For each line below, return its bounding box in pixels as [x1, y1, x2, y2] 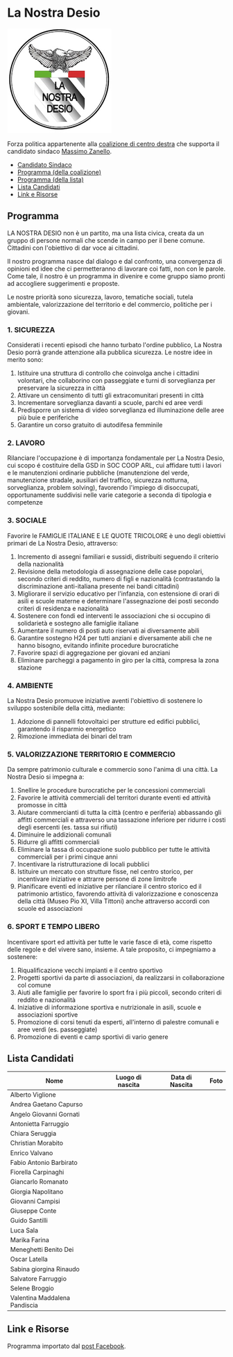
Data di [171, 1073, 192, 1081]
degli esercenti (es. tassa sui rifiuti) [17, 823, 118, 832]
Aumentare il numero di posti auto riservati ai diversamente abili [17, 626, 200, 635]
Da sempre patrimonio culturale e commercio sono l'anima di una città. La [7, 765, 218, 774]
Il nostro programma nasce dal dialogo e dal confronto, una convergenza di [7, 257, 223, 265]
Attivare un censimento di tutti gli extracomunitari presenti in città [17, 391, 205, 399]
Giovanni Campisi [10, 1197, 60, 1205]
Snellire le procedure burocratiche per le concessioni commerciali [17, 786, 206, 795]
